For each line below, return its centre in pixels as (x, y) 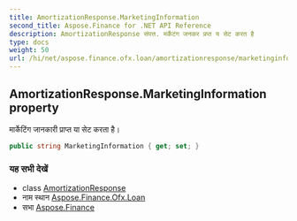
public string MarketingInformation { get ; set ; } (104, 146)
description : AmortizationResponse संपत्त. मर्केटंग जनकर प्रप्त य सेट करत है (132, 34)
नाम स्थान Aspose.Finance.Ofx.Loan (84, 197)
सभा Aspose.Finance (58, 207)
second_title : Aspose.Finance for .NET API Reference (110, 26)
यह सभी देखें (29, 169)
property (34, 108)
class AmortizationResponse (74, 187)
